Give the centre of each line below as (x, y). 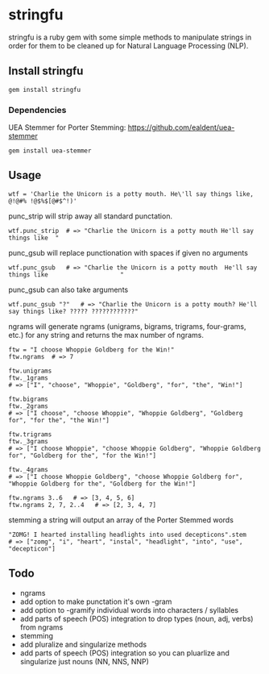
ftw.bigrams (28, 399)
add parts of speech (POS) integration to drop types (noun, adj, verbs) (137, 618)
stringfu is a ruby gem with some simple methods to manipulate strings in (130, 37)
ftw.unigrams (30, 371)
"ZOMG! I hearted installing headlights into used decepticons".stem (128, 535)
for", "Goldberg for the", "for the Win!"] (83, 456)
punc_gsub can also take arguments (68, 289)
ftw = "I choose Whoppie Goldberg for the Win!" (91, 349)
